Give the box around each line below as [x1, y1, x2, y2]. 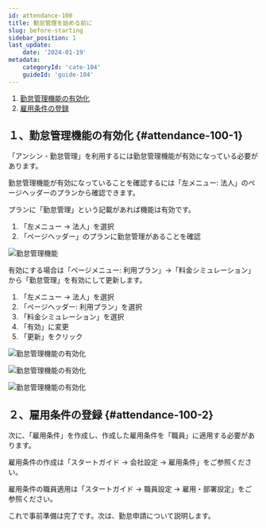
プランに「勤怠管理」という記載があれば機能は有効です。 [8, 205, 196, 214]
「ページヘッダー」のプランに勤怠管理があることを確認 [19, 232, 201, 241]
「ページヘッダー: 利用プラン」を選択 [19, 303, 143, 312]
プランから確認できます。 [56, 188, 141, 198]
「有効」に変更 [19, 322, 69, 332]
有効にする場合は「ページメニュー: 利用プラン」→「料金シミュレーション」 [8, 265, 256, 275]
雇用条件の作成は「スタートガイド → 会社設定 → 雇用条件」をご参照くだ [8, 457, 245, 467]
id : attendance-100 [8, 11, 73, 20]
